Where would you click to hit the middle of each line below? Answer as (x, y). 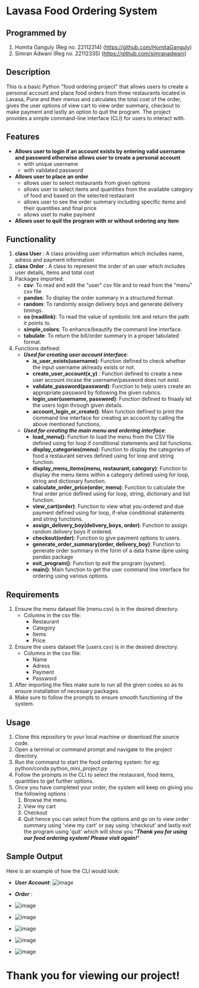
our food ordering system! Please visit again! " (82, 838)
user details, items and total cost (54, 272)
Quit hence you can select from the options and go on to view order (106, 819)
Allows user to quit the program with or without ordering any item (97, 221)
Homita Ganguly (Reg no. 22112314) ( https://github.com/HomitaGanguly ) (103, 47)
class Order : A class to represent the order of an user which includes (100, 266)
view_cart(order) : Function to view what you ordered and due (108, 506)
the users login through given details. (78, 405)
